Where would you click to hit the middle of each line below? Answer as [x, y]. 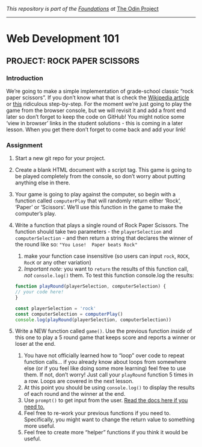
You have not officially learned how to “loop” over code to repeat [104, 355]
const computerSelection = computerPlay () [69, 314]
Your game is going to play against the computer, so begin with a [95, 195]
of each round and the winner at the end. [75, 394]
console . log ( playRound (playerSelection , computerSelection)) [93, 320]
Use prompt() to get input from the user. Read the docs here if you [106, 401]
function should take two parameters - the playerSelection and [93, 232]
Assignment [25, 145]
